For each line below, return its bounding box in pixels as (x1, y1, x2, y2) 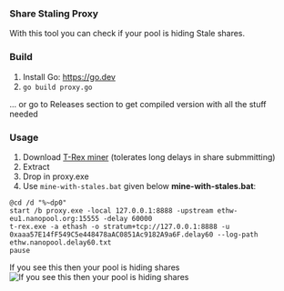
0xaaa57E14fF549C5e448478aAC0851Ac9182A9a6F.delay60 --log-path (9, 230, 259, 239)
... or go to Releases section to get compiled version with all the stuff (9, 98, 267, 109)
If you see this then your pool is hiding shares (9, 262, 180, 273)
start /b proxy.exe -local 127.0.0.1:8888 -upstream (9, 206, 214, 216)
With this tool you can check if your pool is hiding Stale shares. (9, 28, 246, 39)
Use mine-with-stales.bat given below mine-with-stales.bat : (22, 180, 257, 191)
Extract (22, 161, 50, 172)
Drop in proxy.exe (22, 171, 89, 182)
